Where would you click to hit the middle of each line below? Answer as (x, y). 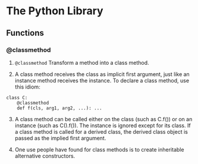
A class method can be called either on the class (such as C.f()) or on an (103, 119)
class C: (17, 97)
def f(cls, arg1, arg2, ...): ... (59, 108)
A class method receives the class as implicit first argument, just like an (102, 74)
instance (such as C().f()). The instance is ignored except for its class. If (103, 125)
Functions (25, 33)
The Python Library (55, 11)
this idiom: (27, 87)
